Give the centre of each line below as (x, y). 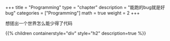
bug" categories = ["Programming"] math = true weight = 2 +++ (72, 13)
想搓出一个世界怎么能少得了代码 (39, 23)
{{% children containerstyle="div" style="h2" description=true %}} (76, 33)
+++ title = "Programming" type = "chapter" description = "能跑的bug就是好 (85, 7)
